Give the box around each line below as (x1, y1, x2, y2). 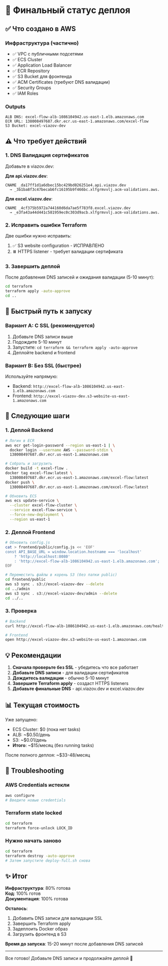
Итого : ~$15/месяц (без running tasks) (12, 742, 94, 748)
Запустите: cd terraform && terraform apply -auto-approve (12, 344, 138, 350)
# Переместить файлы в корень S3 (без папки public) (5, 572, 117, 578)
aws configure (5, 793, 35, 798)
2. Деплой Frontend (5, 529, 55, 536)
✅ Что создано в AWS (5, 25, 76, 33)
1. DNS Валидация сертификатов (5, 152, 89, 159)
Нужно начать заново (5, 837, 61, 844)
